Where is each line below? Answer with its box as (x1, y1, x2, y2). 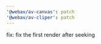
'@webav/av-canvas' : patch (6, 8, 75, 15)
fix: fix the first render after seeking (6, 31, 96, 38)
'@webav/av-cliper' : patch (6, 14, 75, 20)
